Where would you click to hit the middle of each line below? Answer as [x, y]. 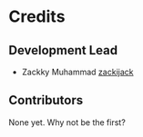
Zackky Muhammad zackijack [77, 72]
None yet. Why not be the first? [67, 122]
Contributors [46, 100]
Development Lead [63, 50]
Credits [37, 17]
